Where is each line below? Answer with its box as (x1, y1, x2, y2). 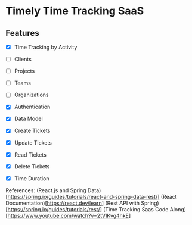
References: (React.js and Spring (5, 186, 87, 194)
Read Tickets (14, 151, 47, 158)
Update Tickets (14, 139, 52, 146)
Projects (14, 67, 35, 75)
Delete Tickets (14, 162, 50, 170)
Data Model (14, 115, 43, 123)
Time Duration (14, 174, 49, 182)
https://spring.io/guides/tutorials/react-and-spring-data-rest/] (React (7, 193, 177, 200)
